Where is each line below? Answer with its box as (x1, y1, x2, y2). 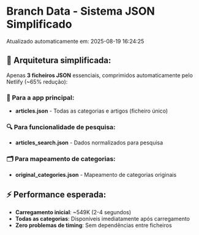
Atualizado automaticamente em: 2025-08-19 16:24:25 (6, 37, 145, 45)
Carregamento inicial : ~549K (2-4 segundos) (15, 209, 132, 216)
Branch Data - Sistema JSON (6, 4, 155, 18)
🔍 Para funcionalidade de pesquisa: (6, 122, 116, 131)
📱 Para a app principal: (6, 93, 75, 102)
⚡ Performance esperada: (6, 190, 107, 200)
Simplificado (6, 17, 72, 31)
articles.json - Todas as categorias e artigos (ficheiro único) (15, 107, 168, 114)
